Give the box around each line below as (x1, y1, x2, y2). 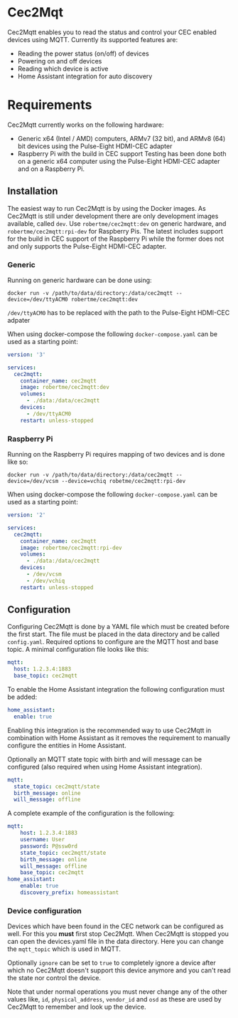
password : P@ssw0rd (20, 842, 78, 850)
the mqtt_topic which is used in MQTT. (7, 945, 121, 953)
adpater (7, 316, 31, 324)
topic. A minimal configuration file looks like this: (7, 645, 149, 654)
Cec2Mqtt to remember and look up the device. (7, 1002, 146, 1012)
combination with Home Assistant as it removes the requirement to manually (7, 733, 231, 742)
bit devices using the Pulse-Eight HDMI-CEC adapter (17, 142, 173, 150)
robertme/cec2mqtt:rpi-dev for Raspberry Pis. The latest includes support (7, 227, 224, 235)
